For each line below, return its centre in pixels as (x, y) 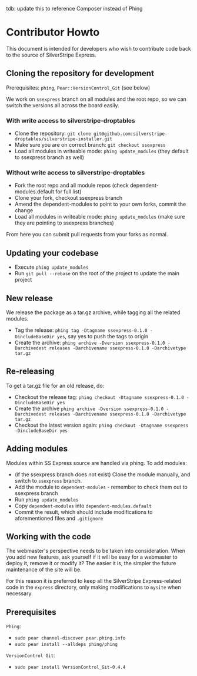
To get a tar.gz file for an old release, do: (55, 385)
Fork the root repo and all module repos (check (72, 186)
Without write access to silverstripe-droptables (76, 172)
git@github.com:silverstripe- (130, 134)
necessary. (20, 593)
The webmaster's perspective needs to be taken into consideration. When (96, 551)
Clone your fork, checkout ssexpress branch (68, 198)
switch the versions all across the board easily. (63, 105)
